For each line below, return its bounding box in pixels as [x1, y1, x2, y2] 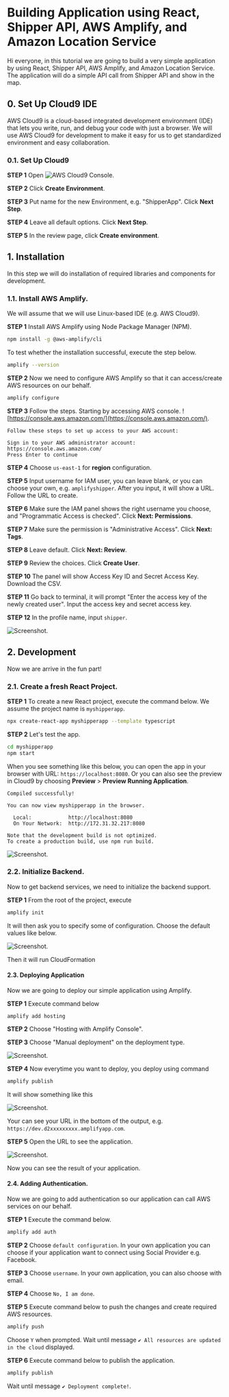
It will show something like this [7, 1090, 94, 1098]
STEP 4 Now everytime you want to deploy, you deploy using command [7, 1064, 209, 1073]
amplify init [7, 909, 44, 916]
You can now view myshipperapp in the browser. [7, 802, 146, 809]
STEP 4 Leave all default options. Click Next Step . [7, 218, 148, 227]
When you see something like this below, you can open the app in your [7, 762, 206, 770]
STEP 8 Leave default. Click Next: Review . [7, 545, 128, 554]
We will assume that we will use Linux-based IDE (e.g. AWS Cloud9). [7, 310, 200, 318]
